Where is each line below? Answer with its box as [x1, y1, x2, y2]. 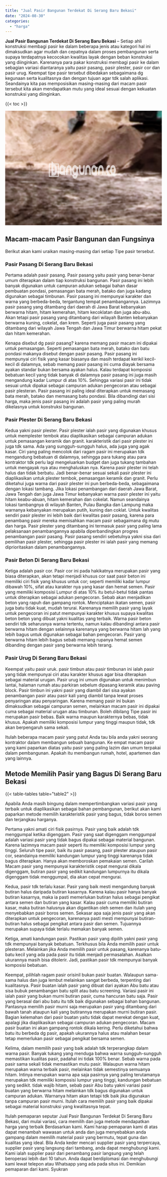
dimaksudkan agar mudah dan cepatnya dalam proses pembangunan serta [5, 49, 159, 55]
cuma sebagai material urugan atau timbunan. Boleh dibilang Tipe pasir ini [5, 708, 157, 714]
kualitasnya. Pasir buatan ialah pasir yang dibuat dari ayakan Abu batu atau [5, 982, 159, 988]
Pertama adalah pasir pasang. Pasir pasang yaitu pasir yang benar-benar [5, 272, 155, 278]
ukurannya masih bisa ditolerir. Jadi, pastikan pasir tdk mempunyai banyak [5, 956, 158, 963]
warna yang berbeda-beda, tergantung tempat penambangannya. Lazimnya [5, 298, 161, 304]
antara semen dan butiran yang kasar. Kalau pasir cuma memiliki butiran [5, 899, 153, 905]
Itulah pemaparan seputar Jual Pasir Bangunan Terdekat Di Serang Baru [5, 1113, 153, 1119]
